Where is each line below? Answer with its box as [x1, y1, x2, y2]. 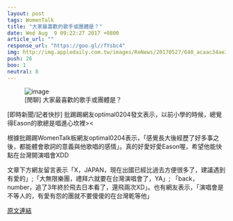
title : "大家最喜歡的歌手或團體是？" [7, 23, 103, 30]
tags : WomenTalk [7, 17, 54, 24]
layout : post [7, 10, 45, 17]
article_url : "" [7, 36, 54, 43]
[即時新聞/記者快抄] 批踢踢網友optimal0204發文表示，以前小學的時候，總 [7, 110, 216, 118]
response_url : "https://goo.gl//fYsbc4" [7, 42, 126, 49]
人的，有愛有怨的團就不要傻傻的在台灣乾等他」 [19, 191, 153, 200]
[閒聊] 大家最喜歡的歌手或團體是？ [24, 95, 123, 104]
